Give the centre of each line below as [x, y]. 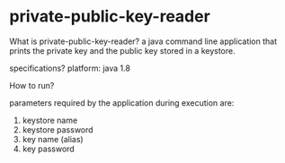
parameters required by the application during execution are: [122, 103]
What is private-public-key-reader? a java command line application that [143, 41]
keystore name [50, 120]
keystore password [58, 129]
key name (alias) [53, 139]
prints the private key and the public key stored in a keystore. [122, 50]
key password [48, 149]
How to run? [32, 85]
